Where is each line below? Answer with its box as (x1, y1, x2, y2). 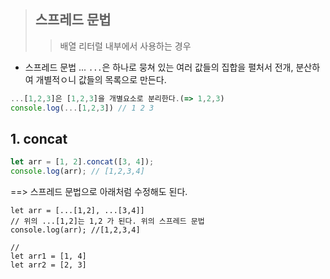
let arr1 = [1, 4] (10, 251, 87, 262)
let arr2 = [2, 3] (10, 260, 87, 270)
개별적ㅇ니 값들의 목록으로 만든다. (35, 73, 167, 85)
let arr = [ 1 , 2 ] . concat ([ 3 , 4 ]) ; (10, 157, 155, 167)
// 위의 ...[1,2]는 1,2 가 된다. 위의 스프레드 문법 (10, 216, 205, 227)
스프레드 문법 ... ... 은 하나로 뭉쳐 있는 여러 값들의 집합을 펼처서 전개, (24, 61, 294, 73)
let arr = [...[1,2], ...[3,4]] (10, 206, 145, 216)
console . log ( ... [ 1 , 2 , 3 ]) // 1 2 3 (10, 103, 155, 113)
